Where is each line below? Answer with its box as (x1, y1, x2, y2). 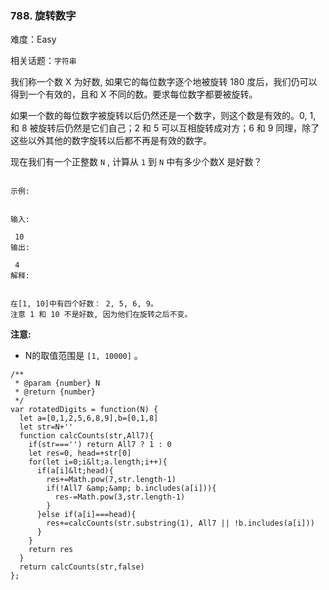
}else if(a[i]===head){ (36, 510, 137, 520)
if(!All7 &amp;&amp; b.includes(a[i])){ (46, 483, 217, 494)
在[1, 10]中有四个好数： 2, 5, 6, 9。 (10, 299, 158, 309)
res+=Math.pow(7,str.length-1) (46, 475, 177, 485)
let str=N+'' (19, 422, 74, 432)
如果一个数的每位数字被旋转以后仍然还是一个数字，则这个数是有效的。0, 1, (10, 110, 317, 122)
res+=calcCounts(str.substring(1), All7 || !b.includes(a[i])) (46, 518, 315, 529)
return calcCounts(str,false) (19, 562, 145, 572)
